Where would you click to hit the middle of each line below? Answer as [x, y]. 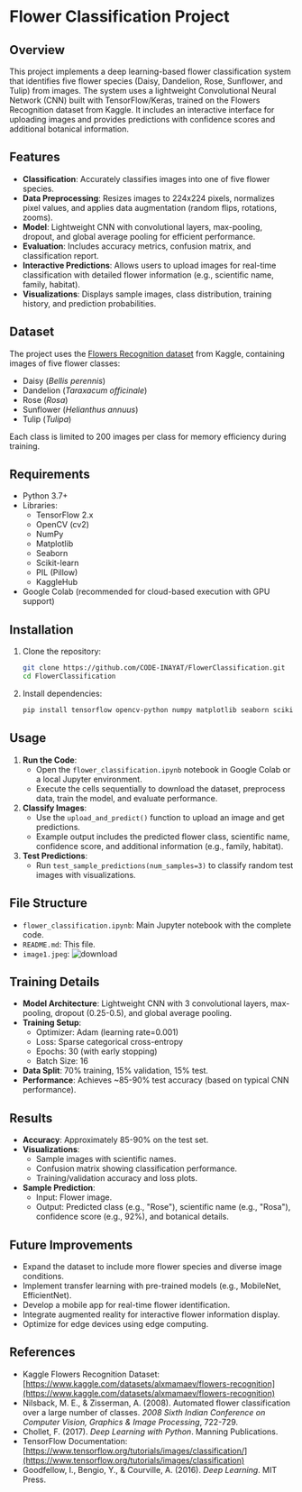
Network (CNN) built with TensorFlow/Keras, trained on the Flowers [135, 100]
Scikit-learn [57, 563]
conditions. [43, 1276]
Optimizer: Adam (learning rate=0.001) [107, 1032]
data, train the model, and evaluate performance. [127, 798]
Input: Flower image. [74, 1197]
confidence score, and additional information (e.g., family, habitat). [160, 846]
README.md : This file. [59, 944]
